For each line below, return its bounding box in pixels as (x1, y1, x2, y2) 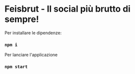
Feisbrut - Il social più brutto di (4, 3, 131, 15)
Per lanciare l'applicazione (4, 52, 58, 58)
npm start (4, 64, 28, 70)
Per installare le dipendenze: (4, 30, 62, 36)
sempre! (4, 14, 39, 25)
